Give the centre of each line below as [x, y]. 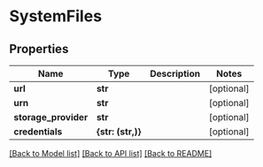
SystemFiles [56, 16]
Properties [39, 49]
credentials [38, 132]
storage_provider [51, 117]
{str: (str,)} [119, 132]
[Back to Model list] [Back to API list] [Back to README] [111, 153]
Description [175, 74]
